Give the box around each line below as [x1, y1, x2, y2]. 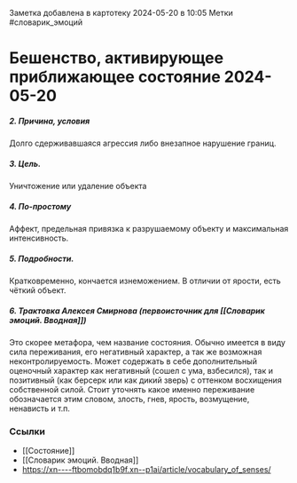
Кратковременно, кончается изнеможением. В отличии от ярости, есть [9, 275, 281, 287]
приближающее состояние [9, 67, 222, 87]
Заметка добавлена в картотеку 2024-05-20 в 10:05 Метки [9, 8, 233, 18]
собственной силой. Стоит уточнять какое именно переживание [9, 384, 255, 395]
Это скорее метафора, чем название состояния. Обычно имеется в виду [9, 337, 286, 348]
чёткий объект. [9, 285, 66, 296]
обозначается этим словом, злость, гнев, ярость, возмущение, [9, 394, 250, 405]
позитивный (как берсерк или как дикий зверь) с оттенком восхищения [9, 375, 282, 385]
